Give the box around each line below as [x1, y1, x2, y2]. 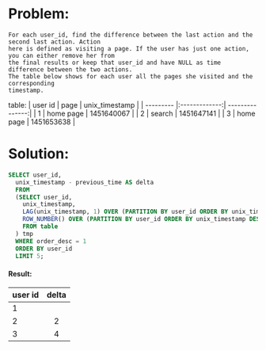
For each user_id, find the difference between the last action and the [8, 31, 253, 39]
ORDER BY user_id [15, 245, 73, 253]
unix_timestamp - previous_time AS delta [15, 178, 154, 186]
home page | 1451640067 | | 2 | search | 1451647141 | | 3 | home [47, 108, 256, 118]
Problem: [8, 5, 70, 23]
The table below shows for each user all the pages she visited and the [8, 72, 253, 80]
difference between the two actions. [8, 65, 133, 74]
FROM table [22, 223, 59, 230]
